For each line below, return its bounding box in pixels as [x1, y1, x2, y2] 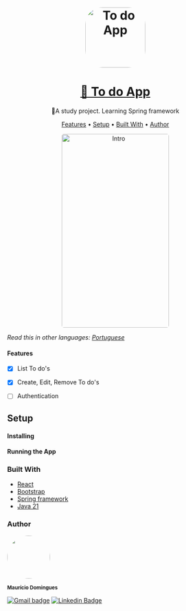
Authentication [16, 392, 59, 400]
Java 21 [16, 502, 39, 510]
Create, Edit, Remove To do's [16, 378, 100, 386]
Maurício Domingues [7, 584, 58, 591]
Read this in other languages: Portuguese [7, 333, 125, 342]
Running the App [7, 448, 56, 456]
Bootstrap [16, 488, 45, 496]
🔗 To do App [80, 84, 151, 100]
